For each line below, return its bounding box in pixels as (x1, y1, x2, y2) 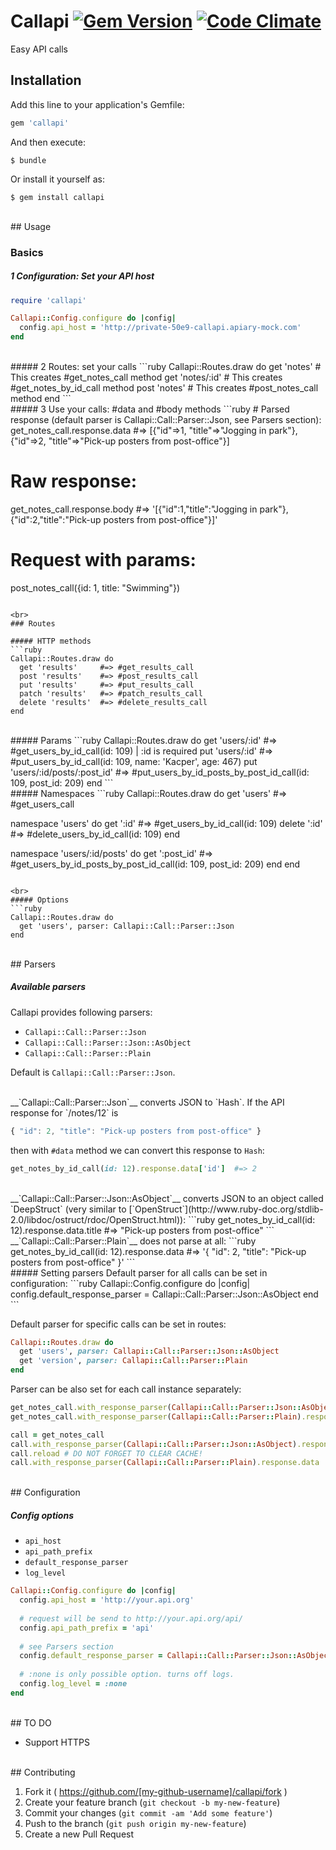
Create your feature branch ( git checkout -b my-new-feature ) (24, 1796, 281, 1808)
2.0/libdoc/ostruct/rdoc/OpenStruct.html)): (10, 1213, 187, 1225)
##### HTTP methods (10, 636, 92, 646)
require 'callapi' (10, 295, 87, 305)
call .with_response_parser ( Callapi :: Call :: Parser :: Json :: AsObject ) (10, 1439, 298, 1449)
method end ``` (10, 393, 72, 405)
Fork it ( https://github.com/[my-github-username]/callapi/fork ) (24, 1785, 288, 1797)
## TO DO (10, 1716, 52, 1729)
